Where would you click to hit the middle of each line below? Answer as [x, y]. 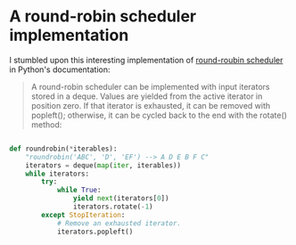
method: [46, 124]
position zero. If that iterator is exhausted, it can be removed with [151, 105]
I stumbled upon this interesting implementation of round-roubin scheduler [146, 60]
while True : [79, 190]
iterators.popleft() [95, 232]
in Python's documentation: [60, 69]
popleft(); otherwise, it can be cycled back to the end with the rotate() [159, 115]
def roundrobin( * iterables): [63, 149]
